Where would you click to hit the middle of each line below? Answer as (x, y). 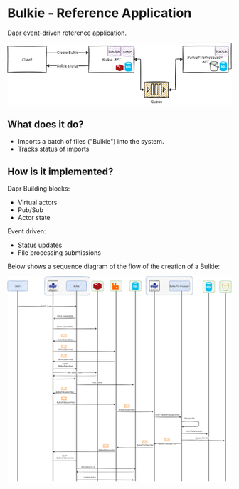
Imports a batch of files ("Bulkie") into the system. (91, 142)
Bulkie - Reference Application (100, 13)
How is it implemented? (60, 171)
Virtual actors (37, 203)
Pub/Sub (31, 210)
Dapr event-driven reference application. (67, 33)
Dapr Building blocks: (39, 189)
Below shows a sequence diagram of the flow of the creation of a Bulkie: (114, 267)
